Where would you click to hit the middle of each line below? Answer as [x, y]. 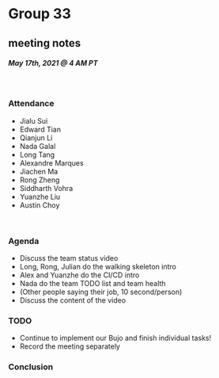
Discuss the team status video [69, 258]
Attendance [31, 104]
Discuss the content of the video [73, 300]
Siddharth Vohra [46, 188]
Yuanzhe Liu [40, 197]
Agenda [24, 241]
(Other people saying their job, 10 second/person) [101, 292]
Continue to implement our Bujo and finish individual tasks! [115, 338]
